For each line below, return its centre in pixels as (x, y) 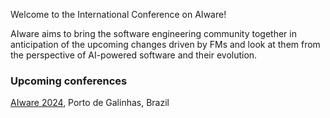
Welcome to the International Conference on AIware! (118, 14)
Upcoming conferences (69, 81)
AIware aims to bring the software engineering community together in (153, 33)
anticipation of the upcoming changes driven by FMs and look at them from (165, 44)
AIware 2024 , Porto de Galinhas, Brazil (90, 103)
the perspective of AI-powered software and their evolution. (134, 55)
